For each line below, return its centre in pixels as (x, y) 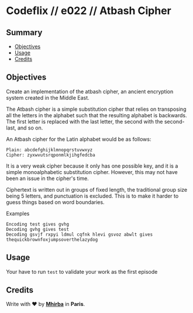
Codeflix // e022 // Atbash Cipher (89, 11)
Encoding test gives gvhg (37, 224)
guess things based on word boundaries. (55, 202)
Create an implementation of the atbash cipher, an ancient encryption (90, 91)
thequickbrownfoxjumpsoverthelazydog (52, 239)
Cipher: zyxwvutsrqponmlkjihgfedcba (51, 155)
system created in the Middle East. (48, 97)
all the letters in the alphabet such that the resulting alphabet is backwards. (96, 115)
